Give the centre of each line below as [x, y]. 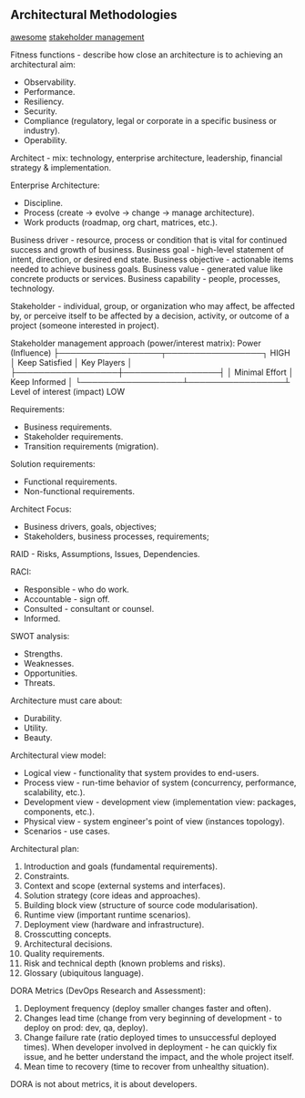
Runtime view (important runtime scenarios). [107, 915]
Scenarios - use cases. [66, 831]
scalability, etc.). [54, 792]
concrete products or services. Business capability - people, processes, [145, 278]
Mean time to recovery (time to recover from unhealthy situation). [146, 1066]
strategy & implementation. [61, 167]
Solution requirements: [53, 463]
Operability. [45, 140]
